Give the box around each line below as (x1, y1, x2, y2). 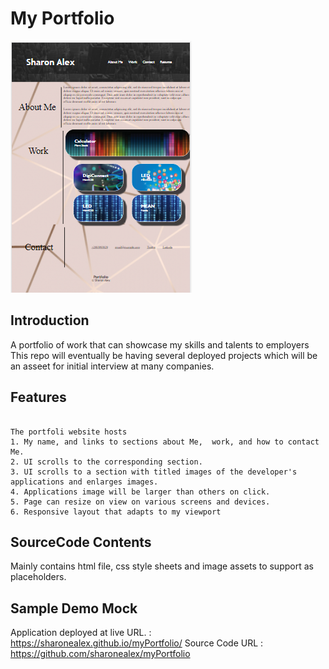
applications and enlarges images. (10, 477, 159, 487)
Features (10, 389, 67, 406)
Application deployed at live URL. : (10, 627, 152, 639)
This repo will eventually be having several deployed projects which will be (10, 349, 318, 361)
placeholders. (10, 571, 67, 583)
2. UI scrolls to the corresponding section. (10, 457, 203, 467)
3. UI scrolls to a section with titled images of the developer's (10, 467, 298, 477)
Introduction (10, 312, 90, 329)
